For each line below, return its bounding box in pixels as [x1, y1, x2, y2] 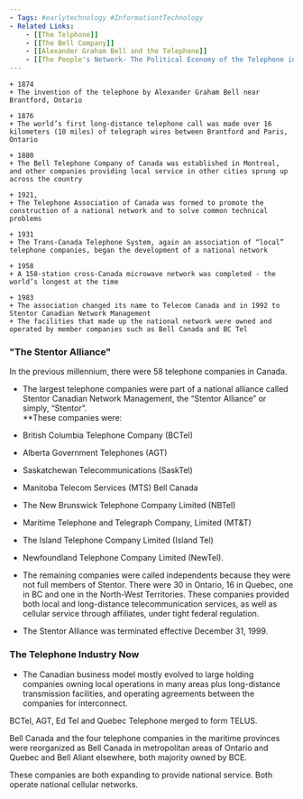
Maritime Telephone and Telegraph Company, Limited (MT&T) [22, 517, 252, 528]
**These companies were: [22, 413, 123, 423]
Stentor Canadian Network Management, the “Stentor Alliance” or [22, 394, 267, 404]
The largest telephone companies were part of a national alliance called [22, 384, 289, 395]
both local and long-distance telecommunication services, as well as [22, 599, 278, 609]
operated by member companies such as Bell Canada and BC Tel [9, 325, 248, 334]
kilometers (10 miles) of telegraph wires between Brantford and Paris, [9, 127, 289, 136]
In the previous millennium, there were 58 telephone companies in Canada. [9, 367, 288, 377]
